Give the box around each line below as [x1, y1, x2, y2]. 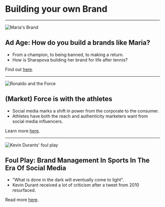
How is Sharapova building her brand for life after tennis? [12, 57, 128, 62]
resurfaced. [12, 187, 36, 193]
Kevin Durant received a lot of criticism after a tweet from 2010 [12, 182, 139, 188]
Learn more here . [5, 128, 40, 134]
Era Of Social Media [5, 164, 66, 172]
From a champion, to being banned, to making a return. [12, 52, 124, 58]
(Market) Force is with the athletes [5, 95, 112, 103]
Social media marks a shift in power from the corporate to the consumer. [12, 108, 159, 114]
